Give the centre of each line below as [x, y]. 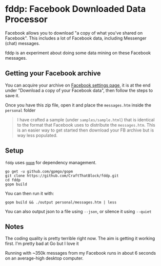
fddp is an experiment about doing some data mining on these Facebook [78, 53]
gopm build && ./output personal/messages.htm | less [61, 202]
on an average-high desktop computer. [44, 258]
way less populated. [37, 135]
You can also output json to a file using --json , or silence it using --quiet [78, 211]
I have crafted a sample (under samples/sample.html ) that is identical [86, 120]
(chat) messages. [22, 43]
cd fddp [13, 180]
